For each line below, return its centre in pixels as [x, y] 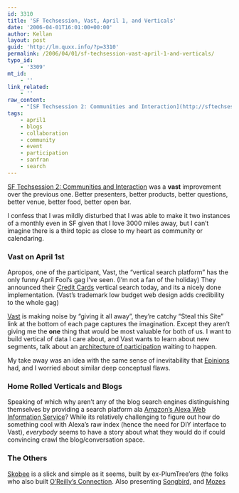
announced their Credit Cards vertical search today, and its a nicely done [115, 287]
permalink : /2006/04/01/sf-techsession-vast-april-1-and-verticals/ [111, 54]
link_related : [28, 87]
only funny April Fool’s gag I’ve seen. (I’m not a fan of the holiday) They [112, 280]
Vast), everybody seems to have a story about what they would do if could [116, 432]
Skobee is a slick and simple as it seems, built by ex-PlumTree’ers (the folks [118, 474]
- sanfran [35, 160]
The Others [27, 458]
